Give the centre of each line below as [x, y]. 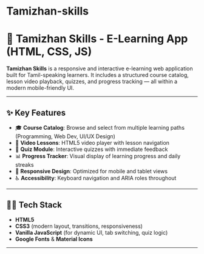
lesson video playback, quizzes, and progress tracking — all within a [92, 82]
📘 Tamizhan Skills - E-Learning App [97, 39]
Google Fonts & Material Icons [54, 239]
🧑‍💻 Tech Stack [34, 205]
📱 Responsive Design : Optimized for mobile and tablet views [91, 171]
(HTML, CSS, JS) [49, 52]
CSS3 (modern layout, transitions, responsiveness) [79, 226]
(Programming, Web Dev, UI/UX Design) [65, 136]
